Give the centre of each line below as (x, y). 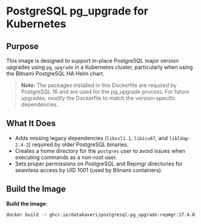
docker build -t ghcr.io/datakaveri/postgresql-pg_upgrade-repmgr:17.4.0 (101, 215)
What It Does (31, 123)
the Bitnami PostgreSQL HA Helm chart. (55, 73)
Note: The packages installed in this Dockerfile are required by (99, 85)
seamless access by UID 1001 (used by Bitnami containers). (89, 170)
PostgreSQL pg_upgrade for (77, 11)
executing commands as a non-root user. (66, 157)
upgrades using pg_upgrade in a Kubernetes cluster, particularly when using (100, 67)
